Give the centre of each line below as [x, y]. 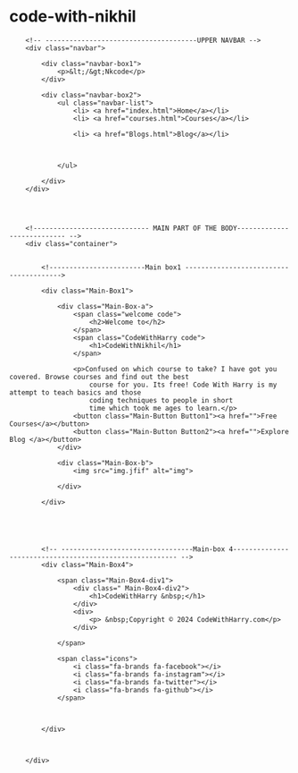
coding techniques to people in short [161, 400]
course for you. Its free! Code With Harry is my [183, 385]
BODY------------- [255, 228]
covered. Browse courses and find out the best [99, 377]
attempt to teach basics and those [75, 392]
